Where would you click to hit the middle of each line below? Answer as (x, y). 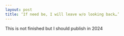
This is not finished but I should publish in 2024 (54, 28)
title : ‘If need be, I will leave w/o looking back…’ (62, 14)
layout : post (19, 10)
